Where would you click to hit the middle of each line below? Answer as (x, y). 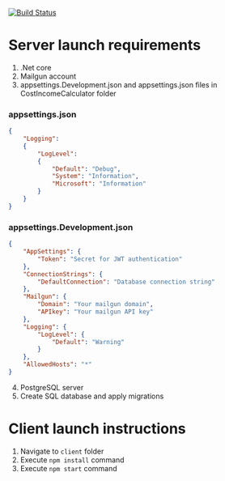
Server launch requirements (104, 45)
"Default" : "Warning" (88, 342)
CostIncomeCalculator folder (68, 93)
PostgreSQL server (52, 387)
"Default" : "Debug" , (86, 169)
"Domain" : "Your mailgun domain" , (96, 304)
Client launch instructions (97, 429)
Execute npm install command (72, 460)
